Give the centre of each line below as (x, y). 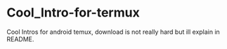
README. (20, 39)
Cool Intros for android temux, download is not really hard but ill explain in (113, 32)
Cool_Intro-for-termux (73, 13)
